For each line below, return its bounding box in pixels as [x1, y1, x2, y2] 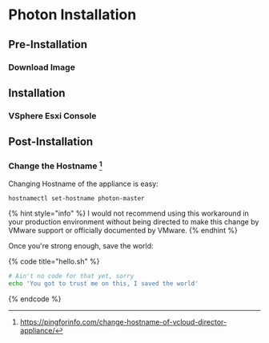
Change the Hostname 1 [8, 159, 102, 171]
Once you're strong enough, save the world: [8, 240, 154, 250]
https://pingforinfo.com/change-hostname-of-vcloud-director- [19, 317, 227, 326]
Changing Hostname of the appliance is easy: [8, 179, 159, 188]
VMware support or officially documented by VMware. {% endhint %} [8, 225, 238, 235]
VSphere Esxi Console [8, 110, 97, 121]
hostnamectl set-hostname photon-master [8, 194, 146, 202]
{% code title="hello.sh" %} [8, 256, 100, 266]
